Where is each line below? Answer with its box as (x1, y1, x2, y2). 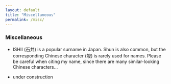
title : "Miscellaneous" (5, 12, 56, 17)
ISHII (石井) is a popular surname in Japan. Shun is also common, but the (12, 46, 166, 52)
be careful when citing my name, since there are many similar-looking (12, 58, 160, 65)
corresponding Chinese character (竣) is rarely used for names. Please (12, 52, 162, 59)
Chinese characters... (12, 64, 58, 70)
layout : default (5, 7, 40, 13)
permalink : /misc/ (5, 17, 44, 22)
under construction (12, 74, 54, 80)
